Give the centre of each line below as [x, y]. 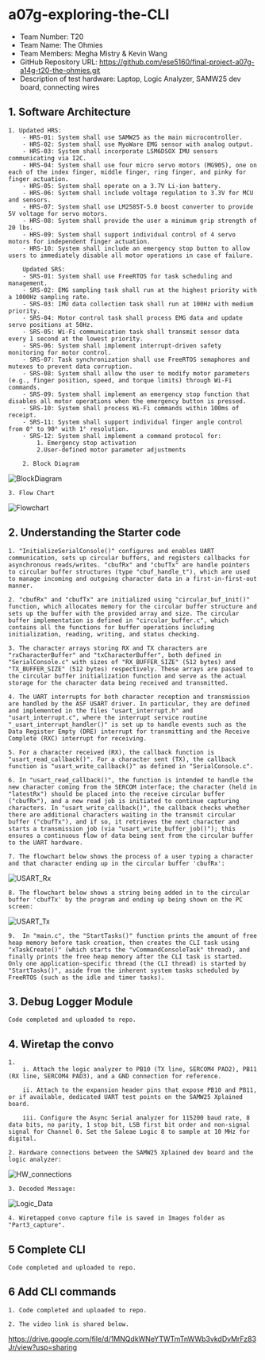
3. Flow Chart [32, 493]
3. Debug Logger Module [71, 1001]
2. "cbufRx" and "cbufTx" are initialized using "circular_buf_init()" [129, 599]
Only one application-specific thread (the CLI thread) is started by [127, 963]
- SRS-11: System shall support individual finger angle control [133, 422]
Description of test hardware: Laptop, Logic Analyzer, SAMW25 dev [130, 79]
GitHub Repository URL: [58, 62]
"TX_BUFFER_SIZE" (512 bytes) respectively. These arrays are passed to [131, 669]
